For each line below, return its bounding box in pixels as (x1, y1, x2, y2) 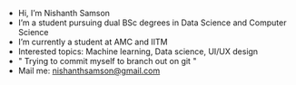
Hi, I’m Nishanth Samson (17, 8, 111, 18)
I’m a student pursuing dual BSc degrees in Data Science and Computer (17, 17, 287, 28)
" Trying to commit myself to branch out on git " (17, 56, 197, 66)
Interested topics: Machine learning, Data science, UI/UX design (17, 46, 259, 57)
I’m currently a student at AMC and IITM (17, 36, 168, 47)
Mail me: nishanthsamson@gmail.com (17, 65, 161, 76)
